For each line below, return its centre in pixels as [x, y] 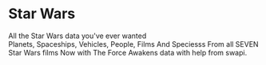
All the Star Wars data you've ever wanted [77, 36]
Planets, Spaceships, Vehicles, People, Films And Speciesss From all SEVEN [133, 44]
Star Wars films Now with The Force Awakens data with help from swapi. [128, 52]
